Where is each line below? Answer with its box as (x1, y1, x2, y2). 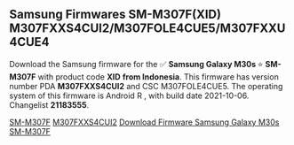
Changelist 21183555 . (9, 99, 90, 110)
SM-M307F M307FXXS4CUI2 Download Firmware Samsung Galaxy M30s (9, 117, 280, 127)
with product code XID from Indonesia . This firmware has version (37, 71, 280, 82)
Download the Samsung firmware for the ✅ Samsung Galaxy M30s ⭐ (9, 58, 264, 69)
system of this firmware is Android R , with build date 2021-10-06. (9, 90, 250, 101)
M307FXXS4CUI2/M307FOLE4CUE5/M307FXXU (9, 21, 286, 36)
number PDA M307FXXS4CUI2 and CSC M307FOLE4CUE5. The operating (9, 80, 283, 91)
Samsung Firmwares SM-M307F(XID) (9, 7, 222, 22)
